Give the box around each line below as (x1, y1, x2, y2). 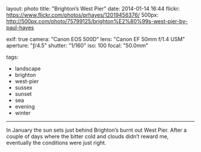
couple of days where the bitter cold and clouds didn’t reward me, (6, 133, 169, 139)
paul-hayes (6, 24, 34, 31)
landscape (14, 65, 41, 72)
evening (14, 103, 35, 110)
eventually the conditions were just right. (6, 139, 106, 146)
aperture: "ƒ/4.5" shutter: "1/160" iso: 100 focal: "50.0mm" (6, 42, 148, 49)
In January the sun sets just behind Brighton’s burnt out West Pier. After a (6, 126, 187, 134)
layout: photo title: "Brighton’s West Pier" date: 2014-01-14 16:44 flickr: (6, 5, 181, 12)
